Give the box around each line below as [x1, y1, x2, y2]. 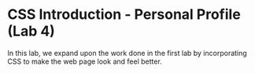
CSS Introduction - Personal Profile [7, 6, 241, 24]
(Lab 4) [7, 22, 56, 40]
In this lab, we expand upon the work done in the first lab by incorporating [7, 48, 247, 57]
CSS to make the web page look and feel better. [7, 57, 162, 66]
